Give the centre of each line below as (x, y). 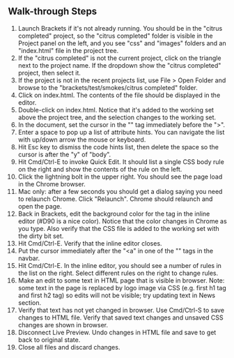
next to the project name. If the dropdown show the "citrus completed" (119, 65)
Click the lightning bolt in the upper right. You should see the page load (120, 177)
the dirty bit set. (41, 236)
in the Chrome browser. (52, 184)
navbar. (29, 258)
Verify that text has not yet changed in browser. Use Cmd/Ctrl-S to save (121, 310)
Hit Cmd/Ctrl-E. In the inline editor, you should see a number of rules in (120, 265)
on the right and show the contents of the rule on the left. (100, 169)
